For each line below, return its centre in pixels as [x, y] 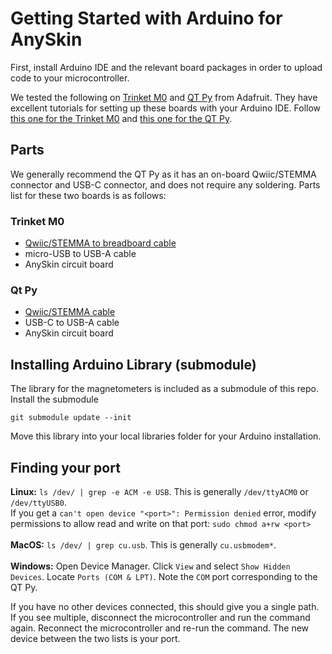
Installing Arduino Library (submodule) [133, 364]
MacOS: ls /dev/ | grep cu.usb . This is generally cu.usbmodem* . [143, 544]
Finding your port [65, 467]
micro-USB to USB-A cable [80, 254]
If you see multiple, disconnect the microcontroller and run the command [160, 617]
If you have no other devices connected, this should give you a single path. [165, 606]
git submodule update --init [71, 418]
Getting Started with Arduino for [146, 18]
